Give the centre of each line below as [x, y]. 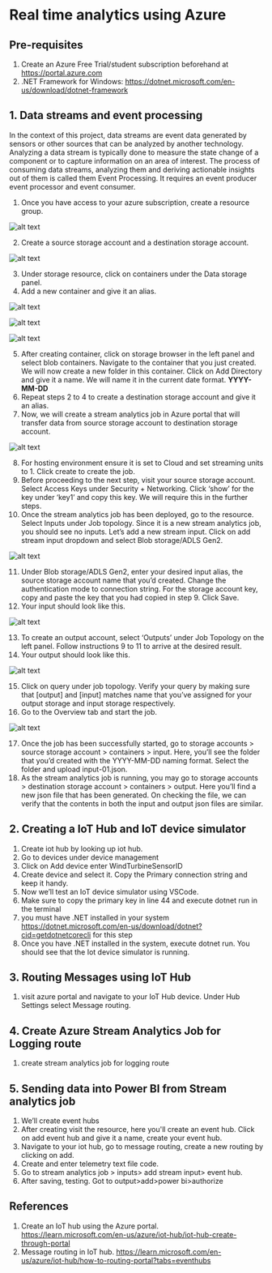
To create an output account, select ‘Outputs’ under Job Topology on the [142, 637]
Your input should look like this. [73, 606]
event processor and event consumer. [72, 186]
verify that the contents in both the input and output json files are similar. [142, 803]
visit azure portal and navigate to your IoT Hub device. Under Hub [130, 997]
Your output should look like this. [75, 655]
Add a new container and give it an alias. [89, 291]
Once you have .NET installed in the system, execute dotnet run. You [135, 943]
